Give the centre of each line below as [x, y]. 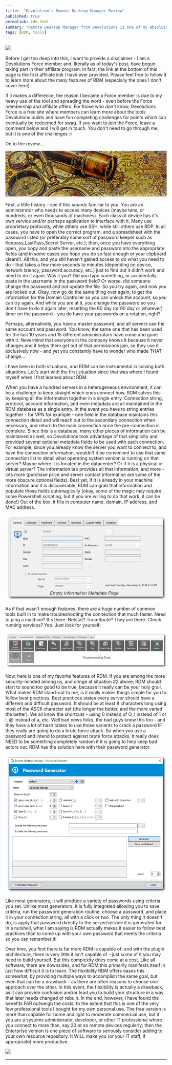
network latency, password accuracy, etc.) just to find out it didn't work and [85, 270]
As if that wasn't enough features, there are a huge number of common [80, 608]
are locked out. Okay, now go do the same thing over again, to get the [79, 292]
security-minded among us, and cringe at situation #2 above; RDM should [83, 681]
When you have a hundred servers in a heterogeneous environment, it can [84, 387]
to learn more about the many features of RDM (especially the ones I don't [83, 80]
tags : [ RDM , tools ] [26, 33]
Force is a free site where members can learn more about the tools [76, 112]
